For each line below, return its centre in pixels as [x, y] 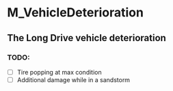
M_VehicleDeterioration [75, 13]
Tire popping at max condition [59, 72]
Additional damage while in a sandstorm [74, 79]
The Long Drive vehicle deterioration [86, 38]
